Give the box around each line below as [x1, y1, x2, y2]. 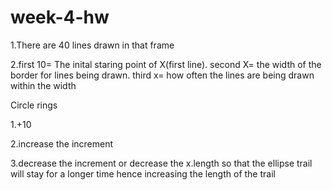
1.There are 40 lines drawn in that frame [10, 39, 175, 51]
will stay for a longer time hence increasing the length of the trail [10, 167, 276, 180]
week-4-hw [10, 6, 110, 29]
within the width [10, 79, 77, 91]
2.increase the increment [10, 137, 114, 150]
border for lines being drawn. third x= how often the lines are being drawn [10, 69, 315, 81]
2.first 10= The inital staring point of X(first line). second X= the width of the [10, 58, 322, 70]
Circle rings [10, 99, 58, 111]
